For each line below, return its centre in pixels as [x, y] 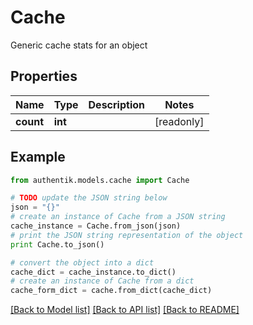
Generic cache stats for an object [79, 45]
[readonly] [179, 121]
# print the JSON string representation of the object [127, 235]
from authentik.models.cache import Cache [100, 180]
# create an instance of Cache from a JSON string [118, 217]
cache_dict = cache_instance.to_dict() [93, 272]
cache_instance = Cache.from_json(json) [96, 226]
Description [116, 104]
